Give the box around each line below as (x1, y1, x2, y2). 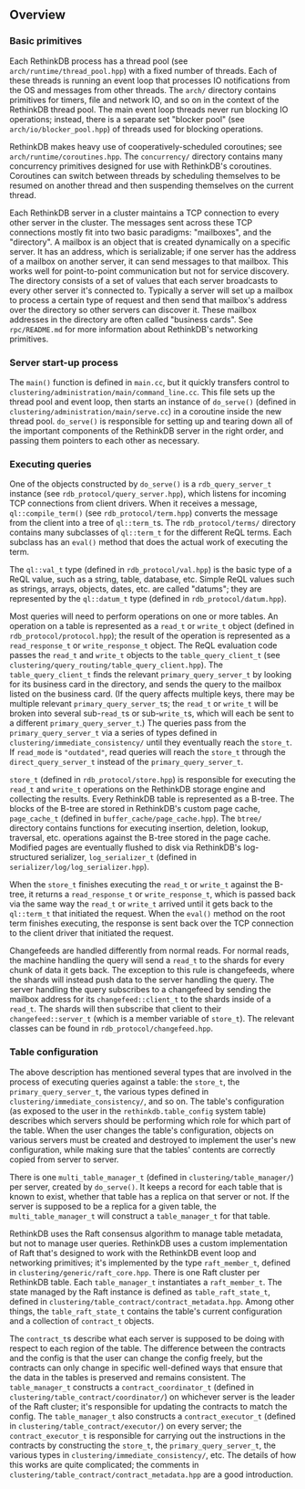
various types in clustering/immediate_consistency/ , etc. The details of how (9, 1449, 297, 1460)
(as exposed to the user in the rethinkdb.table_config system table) (9, 1105, 267, 1117)
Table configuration (9, 1045, 98, 1058)
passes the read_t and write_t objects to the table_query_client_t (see (9, 650, 280, 661)
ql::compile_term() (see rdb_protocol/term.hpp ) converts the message (9, 508, 279, 519)
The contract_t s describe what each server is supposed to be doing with (9, 1333, 285, 1344)
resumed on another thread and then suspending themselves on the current (9, 180, 294, 191)
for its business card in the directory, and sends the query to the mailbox (9, 679, 282, 690)
